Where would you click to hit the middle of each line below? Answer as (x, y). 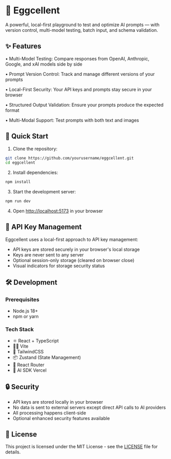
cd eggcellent (20, 163)
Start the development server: (44, 192)
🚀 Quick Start (27, 136)
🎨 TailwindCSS (28, 351)
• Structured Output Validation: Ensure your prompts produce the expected (84, 105)
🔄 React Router (28, 365)
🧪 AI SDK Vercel (30, 370)
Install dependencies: (35, 173)
